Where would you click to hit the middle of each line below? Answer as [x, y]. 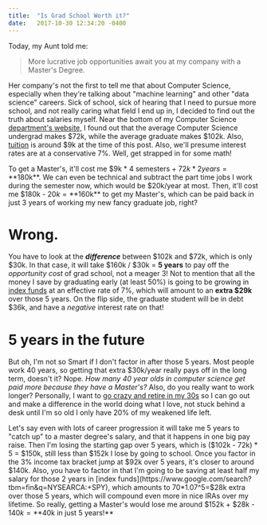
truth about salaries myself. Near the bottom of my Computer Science [122, 119]
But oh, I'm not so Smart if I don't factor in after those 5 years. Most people [132, 362]
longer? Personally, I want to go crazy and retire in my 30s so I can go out [129, 396]
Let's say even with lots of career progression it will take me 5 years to [124, 428]
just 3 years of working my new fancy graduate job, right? [103, 202]
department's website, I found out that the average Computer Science [123, 128]
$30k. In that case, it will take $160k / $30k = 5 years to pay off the [119, 265]
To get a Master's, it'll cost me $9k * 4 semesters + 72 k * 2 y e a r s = [118, 168]
